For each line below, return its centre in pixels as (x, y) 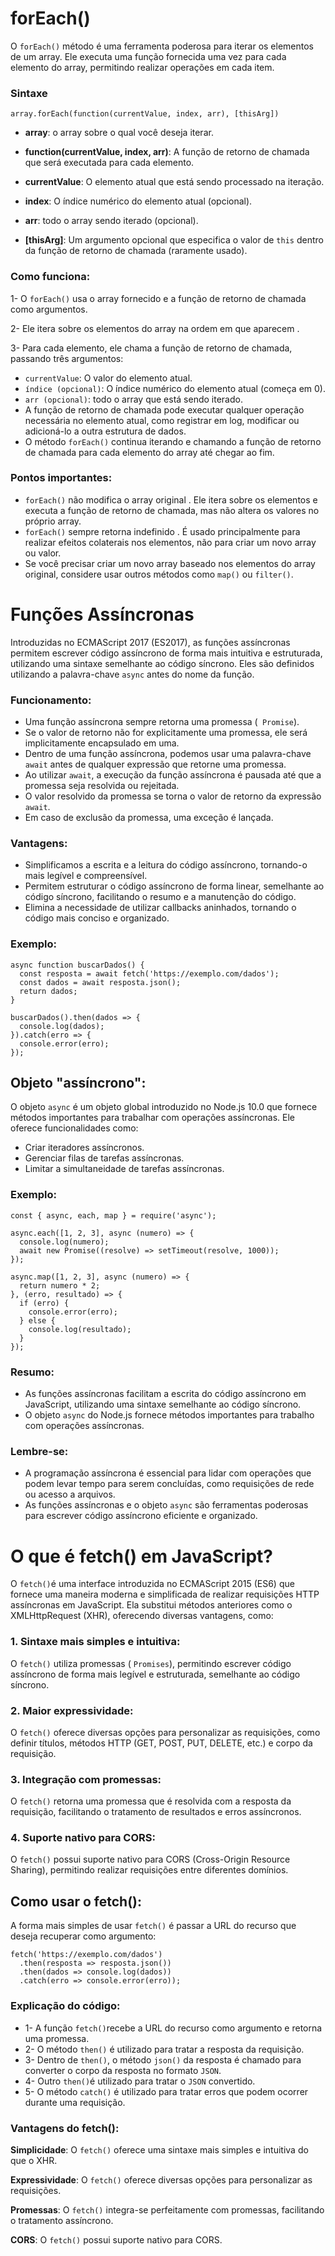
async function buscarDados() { (77, 965)
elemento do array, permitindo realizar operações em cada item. (142, 67)
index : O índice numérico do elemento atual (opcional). (138, 201)
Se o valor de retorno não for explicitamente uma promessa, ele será (166, 733)
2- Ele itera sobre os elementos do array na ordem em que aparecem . (155, 328)
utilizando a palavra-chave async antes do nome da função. (132, 674)
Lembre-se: (39, 1451)
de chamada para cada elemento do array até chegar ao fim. (149, 452)
